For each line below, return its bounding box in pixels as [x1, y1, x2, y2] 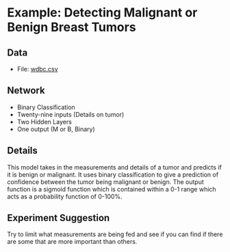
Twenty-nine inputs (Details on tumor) [16, 110, 125, 118]
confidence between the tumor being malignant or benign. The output [7, 177, 204, 186]
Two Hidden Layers [16, 117, 72, 126]
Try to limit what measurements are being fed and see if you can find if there [7, 230, 223, 238]
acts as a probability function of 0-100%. [7, 192, 123, 201]
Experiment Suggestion [7, 212, 110, 224]
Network [7, 84, 46, 97]
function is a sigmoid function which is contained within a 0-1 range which [7, 185, 217, 193]
